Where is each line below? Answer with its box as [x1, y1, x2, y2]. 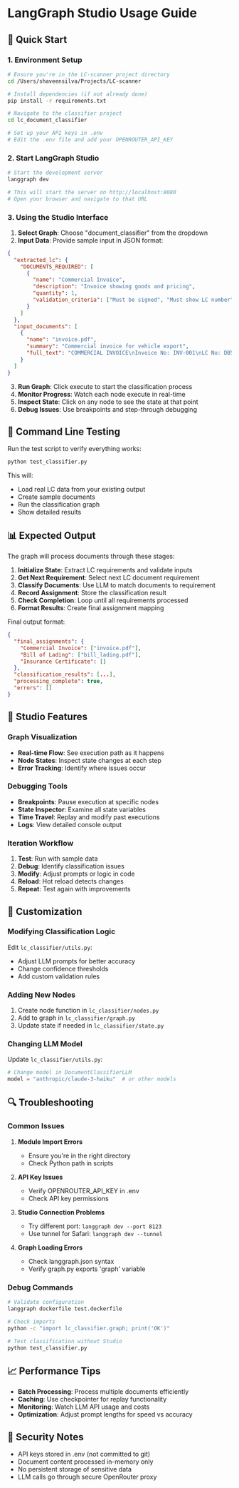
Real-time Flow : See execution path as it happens [17, 748, 165, 757]
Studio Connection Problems [17, 1208, 105, 1216]
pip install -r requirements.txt [7, 97, 107, 104]
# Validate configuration [7, 1299, 84, 1306]
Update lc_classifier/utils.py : [7, 1055, 103, 1064]
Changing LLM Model [7, 1039, 83, 1049]
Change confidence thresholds [17, 964, 109, 973]
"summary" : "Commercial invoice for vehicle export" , [26, 343, 190, 350]
